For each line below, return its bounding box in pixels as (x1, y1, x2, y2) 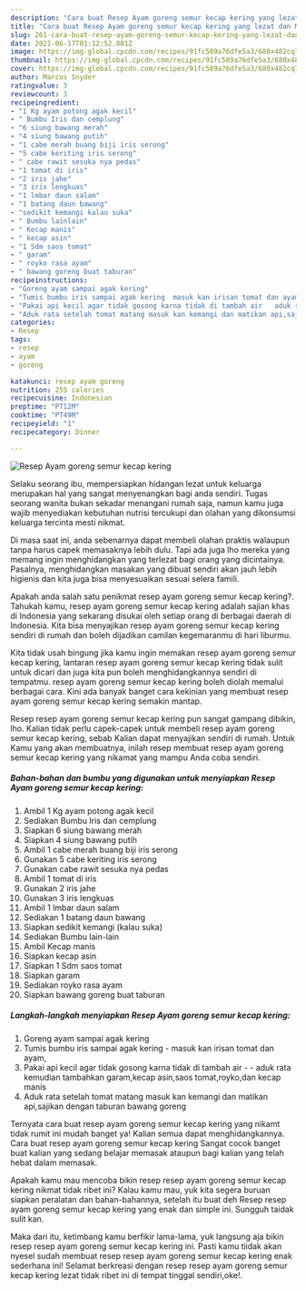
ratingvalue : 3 (10, 81, 68, 90)
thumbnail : (10, 56, 52, 65)
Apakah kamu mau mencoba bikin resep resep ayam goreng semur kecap (10, 1174, 287, 1185)
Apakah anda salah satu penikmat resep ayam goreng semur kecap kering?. (10, 591, 294, 602)
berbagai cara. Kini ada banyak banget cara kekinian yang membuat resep (10, 686, 289, 696)
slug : (10, 30, 31, 39)
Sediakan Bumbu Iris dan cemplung (23, 815, 157, 826)
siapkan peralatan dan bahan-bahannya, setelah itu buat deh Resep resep (10, 1194, 287, 1204)
